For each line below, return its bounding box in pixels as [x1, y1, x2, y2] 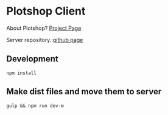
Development [6, 54, 59, 64]
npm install [6, 70, 37, 76]
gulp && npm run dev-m [6, 102, 64, 109]
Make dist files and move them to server [6, 86, 162, 97]
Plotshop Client [6, 4, 86, 18]
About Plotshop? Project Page [6, 24, 82, 32]
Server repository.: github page [6, 36, 83, 43]
